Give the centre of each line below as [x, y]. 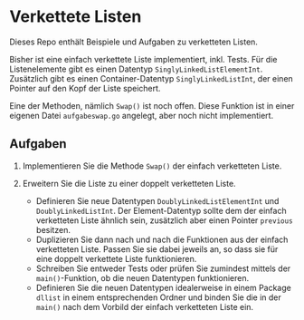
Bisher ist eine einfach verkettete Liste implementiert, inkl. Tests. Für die [143, 59]
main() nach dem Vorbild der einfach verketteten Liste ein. [145, 306]
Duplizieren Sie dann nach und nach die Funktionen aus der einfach [162, 239]
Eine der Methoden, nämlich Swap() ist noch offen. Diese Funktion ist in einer [152, 105]
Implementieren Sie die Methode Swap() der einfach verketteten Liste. [152, 166]
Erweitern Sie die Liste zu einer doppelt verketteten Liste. [129, 183]
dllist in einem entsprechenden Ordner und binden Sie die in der [159, 297]
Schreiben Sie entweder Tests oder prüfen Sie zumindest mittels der [163, 268]
